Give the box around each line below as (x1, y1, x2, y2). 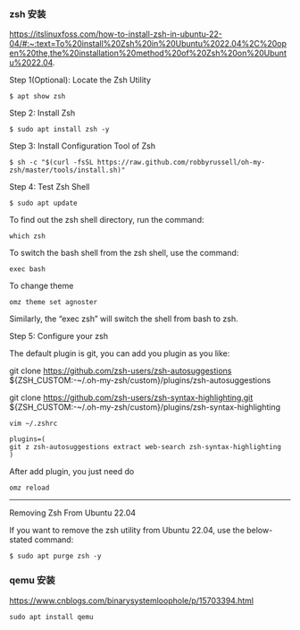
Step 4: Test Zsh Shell (9, 182, 90, 192)
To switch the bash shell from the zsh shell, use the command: (9, 248, 239, 259)
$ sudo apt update (9, 199, 78, 208)
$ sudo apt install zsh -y (9, 125, 110, 134)
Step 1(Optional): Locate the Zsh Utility (9, 74, 152, 86)
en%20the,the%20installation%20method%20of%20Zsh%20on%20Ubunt (9, 47, 287, 59)
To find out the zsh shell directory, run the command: (9, 215, 204, 226)
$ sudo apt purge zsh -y (9, 552, 102, 561)
